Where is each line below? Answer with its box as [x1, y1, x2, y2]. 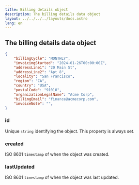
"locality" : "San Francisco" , [14, 74, 75, 79]
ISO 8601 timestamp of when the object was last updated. [5, 174, 119, 180]
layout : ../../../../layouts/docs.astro [5, 16, 88, 21]
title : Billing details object [5, 7, 68, 12]
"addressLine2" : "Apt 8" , [14, 69, 66, 74]
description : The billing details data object [5, 12, 101, 17]
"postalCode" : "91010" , [14, 88, 62, 93]
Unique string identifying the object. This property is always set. [5, 128, 135, 134]
